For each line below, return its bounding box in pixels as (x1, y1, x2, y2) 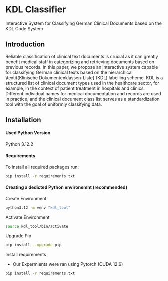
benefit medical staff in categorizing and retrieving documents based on (5, 59, 154, 65)
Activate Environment (5, 214, 50, 220)
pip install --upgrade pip (5, 242, 62, 248)
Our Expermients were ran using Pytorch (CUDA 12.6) (12, 261, 123, 267)
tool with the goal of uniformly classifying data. (5, 101, 102, 107)
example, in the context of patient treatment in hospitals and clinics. (5, 85, 145, 91)
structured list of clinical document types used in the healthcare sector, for (5, 80, 159, 86)
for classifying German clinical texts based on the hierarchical (5, 69, 133, 75)
